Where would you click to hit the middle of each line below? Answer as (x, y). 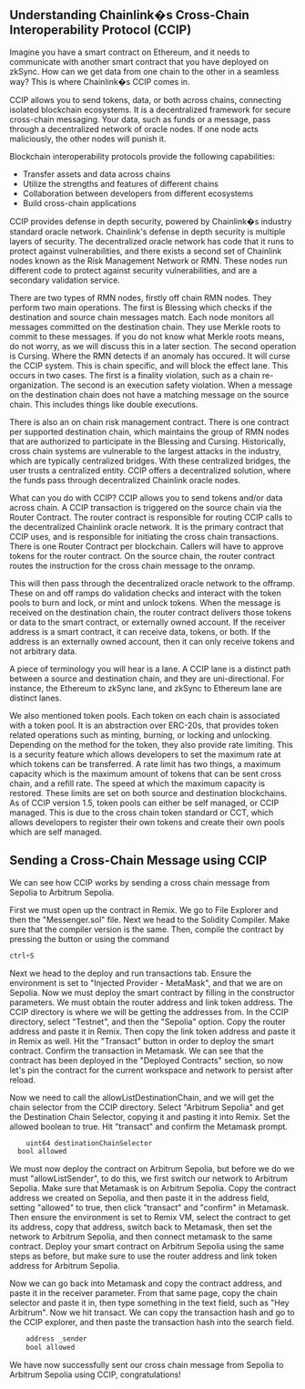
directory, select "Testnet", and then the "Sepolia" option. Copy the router (147, 1021)
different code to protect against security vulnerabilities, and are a (133, 270)
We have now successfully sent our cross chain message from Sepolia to (147, 1365)
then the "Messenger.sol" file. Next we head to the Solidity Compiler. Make (150, 919)
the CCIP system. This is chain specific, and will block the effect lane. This (149, 365)
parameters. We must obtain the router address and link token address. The (151, 1002)
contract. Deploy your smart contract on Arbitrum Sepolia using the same (147, 1247)
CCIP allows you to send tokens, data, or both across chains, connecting (146, 99)
